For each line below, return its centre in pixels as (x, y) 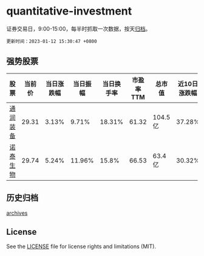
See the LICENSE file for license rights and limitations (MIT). (81, 246)
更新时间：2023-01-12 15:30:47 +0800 (52, 41)
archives (17, 213)
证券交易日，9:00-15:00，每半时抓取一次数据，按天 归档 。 (79, 29)
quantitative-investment (69, 11)
